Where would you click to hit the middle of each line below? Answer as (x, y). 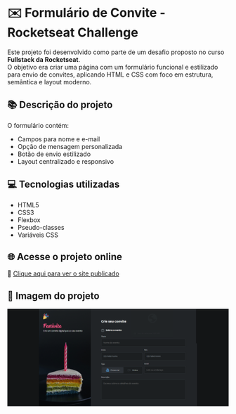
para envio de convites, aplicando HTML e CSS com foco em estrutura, (110, 75)
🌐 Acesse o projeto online (65, 257)
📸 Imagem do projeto (53, 296)
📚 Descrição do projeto (60, 105)
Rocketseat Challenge (73, 33)
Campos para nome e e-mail (59, 139)
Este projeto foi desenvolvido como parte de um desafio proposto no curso (116, 52)
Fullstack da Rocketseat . (44, 59)
